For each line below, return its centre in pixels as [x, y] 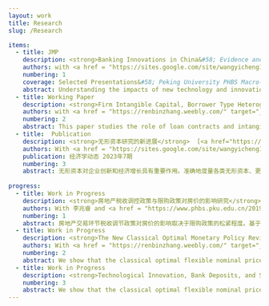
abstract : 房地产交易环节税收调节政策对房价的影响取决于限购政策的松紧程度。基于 [142, 223]
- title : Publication [53, 134]
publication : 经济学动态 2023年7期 [78, 157]
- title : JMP [37, 53]
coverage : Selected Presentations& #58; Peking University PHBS [130, 82]
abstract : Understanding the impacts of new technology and [125, 89]
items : [19, 45]
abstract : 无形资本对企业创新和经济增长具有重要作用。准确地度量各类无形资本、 [139, 171]
